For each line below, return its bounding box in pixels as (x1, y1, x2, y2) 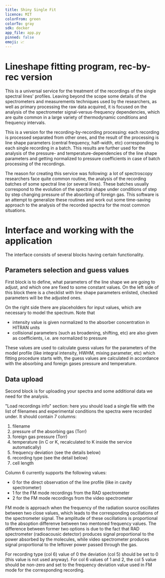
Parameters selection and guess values (5, 266, 129, 274)
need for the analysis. (5, 393, 49, 399)
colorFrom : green (5, 16, 41, 21)
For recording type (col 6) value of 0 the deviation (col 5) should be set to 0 (5, 551, 159, 557)
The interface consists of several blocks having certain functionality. (5, 252, 144, 257)
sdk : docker (5, 26, 30, 31)
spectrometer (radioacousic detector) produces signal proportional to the (5, 531, 155, 537)
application (5, 235, 53, 246)
